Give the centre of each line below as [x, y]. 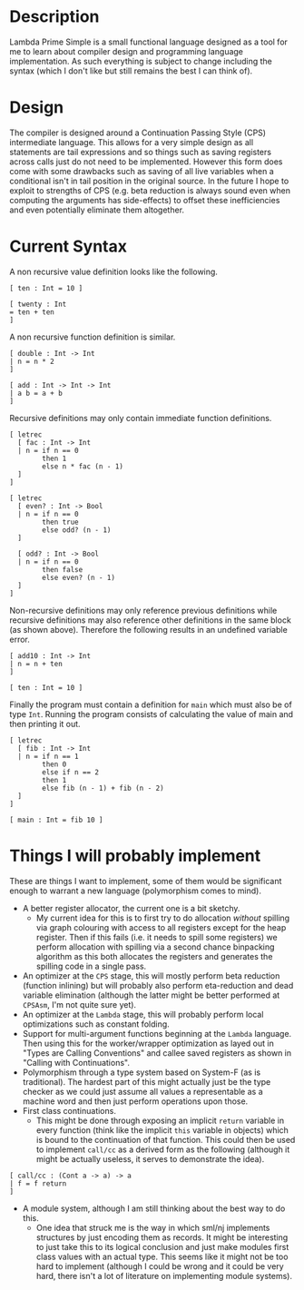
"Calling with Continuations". [76, 1062]
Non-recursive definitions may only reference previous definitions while [143, 610]
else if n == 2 [71, 772]
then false [63, 569]
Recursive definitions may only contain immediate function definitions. [141, 418]
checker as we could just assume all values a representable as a [142, 1091]
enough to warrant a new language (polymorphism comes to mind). [135, 891]
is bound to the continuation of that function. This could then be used [166, 1139]
